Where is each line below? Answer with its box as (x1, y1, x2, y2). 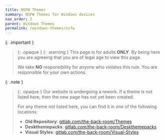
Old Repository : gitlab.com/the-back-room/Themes (24, 119, 132, 125)
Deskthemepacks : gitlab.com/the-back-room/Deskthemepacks (24, 124, 156, 130)
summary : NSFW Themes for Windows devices (5, 12, 95, 17)
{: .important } (5, 39, 34, 45)
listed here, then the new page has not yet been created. (17, 94, 134, 100)
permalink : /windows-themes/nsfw (5, 26, 75, 31)
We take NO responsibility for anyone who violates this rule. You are (17, 64, 157, 70)
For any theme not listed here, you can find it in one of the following (17, 104, 157, 110)
